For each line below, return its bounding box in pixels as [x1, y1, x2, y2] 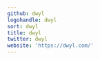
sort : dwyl [7, 23, 39, 30]
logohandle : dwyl [7, 17, 57, 23]
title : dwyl [7, 29, 41, 37]
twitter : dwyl [7, 36, 48, 43]
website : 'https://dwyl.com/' [7, 42, 94, 49]
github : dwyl [7, 10, 45, 17]
